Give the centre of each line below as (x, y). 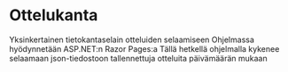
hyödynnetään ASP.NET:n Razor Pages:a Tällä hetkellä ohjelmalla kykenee (144, 48)
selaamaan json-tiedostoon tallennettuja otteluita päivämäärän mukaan (138, 58)
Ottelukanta (54, 15)
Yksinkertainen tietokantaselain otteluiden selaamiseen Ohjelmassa (132, 40)
